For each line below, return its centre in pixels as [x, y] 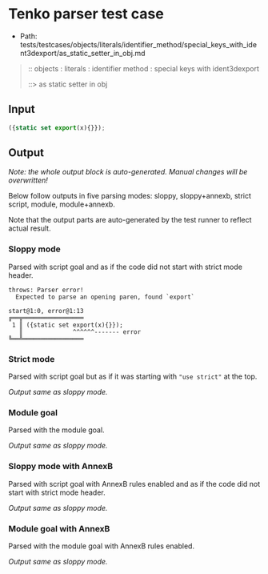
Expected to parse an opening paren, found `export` [105, 297]
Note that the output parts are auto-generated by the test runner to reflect [130, 220]
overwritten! [28, 180]
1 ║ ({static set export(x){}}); [68, 325]
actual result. [30, 228]
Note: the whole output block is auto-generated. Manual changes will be [128, 172]
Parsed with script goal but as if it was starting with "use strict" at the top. [133, 376]
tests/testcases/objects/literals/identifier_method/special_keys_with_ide [138, 44]
